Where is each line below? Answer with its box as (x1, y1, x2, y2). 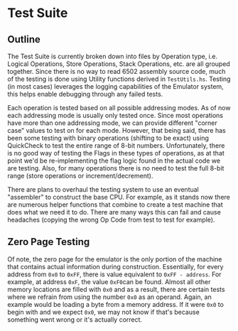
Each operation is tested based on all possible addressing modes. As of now (7, 104, 231, 112)
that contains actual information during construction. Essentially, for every (7, 262, 224, 271)
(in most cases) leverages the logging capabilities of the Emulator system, (7, 82, 224, 90)
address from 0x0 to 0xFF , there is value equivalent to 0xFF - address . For (7, 270, 222, 278)
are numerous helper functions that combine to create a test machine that (7, 200, 223, 209)
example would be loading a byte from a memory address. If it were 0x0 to (7, 300, 224, 308)
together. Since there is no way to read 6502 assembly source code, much (7, 67, 226, 75)
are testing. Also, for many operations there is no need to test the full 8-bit (7, 164, 225, 172)
